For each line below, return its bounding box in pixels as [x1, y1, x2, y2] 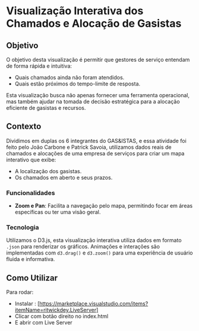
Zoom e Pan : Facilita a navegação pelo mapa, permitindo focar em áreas [14, 202, 193, 209]
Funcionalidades [6, 189, 55, 197]
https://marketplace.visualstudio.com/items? [39, 300, 149, 307]
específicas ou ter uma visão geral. [14, 209, 101, 216]
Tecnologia [6, 224, 39, 232]
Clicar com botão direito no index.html [14, 313, 109, 320]
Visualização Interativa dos [6, 4, 144, 18]
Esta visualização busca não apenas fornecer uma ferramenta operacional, [6, 92, 190, 98]
